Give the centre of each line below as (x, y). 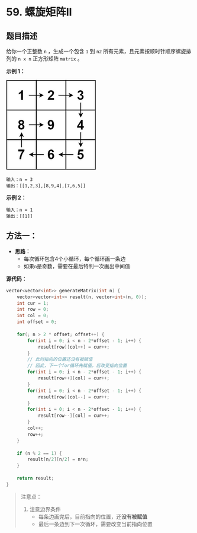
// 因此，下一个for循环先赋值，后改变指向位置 (77, 366)
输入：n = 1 (20, 210)
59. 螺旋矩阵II (39, 12)
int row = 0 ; (33, 309)
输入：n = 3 (20, 180)
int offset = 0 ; (37, 322)
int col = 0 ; (33, 316)
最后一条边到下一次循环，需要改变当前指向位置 (95, 524)
